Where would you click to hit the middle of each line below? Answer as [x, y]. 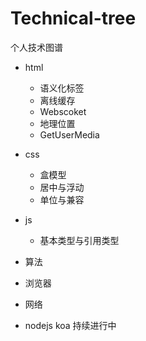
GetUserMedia [69, 134]
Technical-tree [73, 18]
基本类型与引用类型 [79, 240]
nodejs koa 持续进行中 [70, 325]
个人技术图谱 [36, 47]
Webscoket [63, 111]
